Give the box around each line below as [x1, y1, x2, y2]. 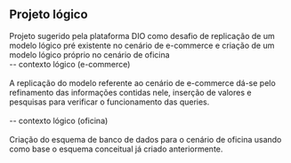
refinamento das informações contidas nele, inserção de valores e [9, 87, 252, 97]
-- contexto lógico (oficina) [9, 115, 109, 126]
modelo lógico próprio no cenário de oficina [9, 49, 171, 60]
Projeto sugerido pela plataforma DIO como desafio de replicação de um [9, 30, 275, 41]
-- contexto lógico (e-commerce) [9, 58, 131, 69]
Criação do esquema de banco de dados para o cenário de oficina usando [9, 134, 282, 144]
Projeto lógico [9, 7, 88, 22]
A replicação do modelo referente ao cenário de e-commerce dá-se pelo [9, 77, 276, 88]
